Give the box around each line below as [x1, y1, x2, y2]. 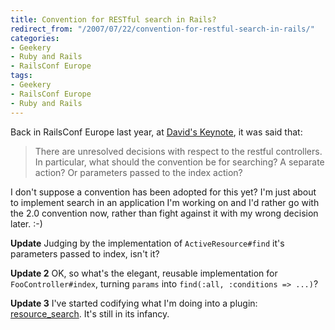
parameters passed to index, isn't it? [10, 247, 160, 260]
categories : [10, 33, 60, 43]
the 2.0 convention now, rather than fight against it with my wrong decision [10, 207, 319, 219]
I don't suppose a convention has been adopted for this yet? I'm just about [10, 186, 317, 198]
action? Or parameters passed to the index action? [34, 166, 243, 178]
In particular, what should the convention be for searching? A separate [34, 156, 325, 168]
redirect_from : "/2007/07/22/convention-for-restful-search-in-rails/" [10, 24, 315, 34]
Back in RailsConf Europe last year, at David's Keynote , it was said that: [10, 126, 303, 138]
